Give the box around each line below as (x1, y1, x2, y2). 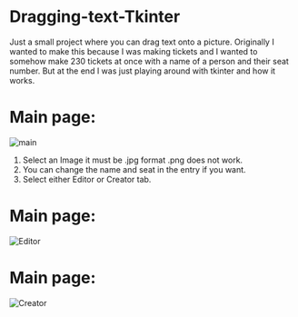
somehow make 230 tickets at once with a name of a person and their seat (9, 55, 289, 66)
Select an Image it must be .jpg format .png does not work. (22, 154, 243, 165)
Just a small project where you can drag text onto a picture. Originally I (9, 36, 274, 47)
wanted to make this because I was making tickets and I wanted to (9, 45, 258, 56)
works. (9, 74, 35, 85)
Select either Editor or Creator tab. (22, 173, 152, 184)
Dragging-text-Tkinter (9, 6, 181, 27)
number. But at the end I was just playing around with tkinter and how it (9, 65, 275, 76)
